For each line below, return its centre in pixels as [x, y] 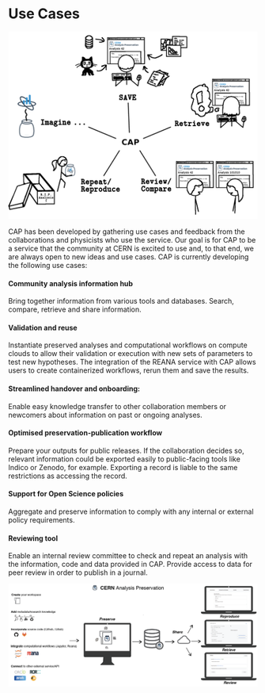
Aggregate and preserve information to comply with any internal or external [131, 511]
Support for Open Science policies [66, 494]
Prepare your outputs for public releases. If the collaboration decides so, [126, 450]
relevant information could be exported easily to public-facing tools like [125, 459]
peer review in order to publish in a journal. [78, 572]
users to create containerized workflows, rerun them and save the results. [129, 370]
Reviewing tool [33, 538]
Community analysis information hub [70, 283]
